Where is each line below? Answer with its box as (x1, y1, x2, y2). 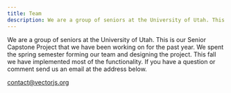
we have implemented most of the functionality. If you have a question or (7, 57, 216, 65)
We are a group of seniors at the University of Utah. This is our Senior (7, 35, 207, 43)
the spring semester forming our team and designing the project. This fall (7, 50, 216, 59)
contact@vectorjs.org (7, 78, 69, 86)
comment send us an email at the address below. (7, 65, 147, 73)
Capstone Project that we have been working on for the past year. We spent (7, 43, 224, 51)
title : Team (7, 10, 42, 17)
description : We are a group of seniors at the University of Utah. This (7, 17, 225, 23)
